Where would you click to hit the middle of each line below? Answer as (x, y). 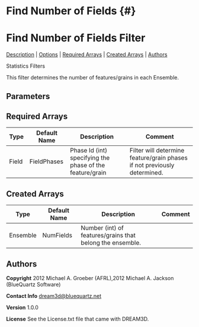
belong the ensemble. (111, 243)
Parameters (28, 96)
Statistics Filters (26, 66)
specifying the (90, 158)
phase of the (88, 166)
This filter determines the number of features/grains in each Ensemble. (93, 78)
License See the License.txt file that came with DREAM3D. (78, 319)
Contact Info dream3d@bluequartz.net (54, 296)
